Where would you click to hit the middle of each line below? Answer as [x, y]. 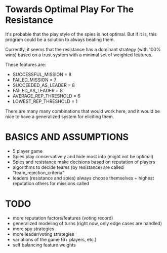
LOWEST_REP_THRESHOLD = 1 [45, 101]
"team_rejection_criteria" [38, 172]
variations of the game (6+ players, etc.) [55, 239]
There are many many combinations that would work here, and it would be [83, 111]
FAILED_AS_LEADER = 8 [38, 90]
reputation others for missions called [51, 183]
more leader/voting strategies [43, 234]
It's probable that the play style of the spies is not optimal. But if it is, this [81, 34]
